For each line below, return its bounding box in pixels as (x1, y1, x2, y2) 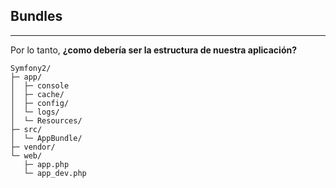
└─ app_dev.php (23, 168, 87, 178)
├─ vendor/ (10, 142, 56, 152)
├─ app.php (23, 159, 70, 169)
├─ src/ (10, 124, 43, 134)
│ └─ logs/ (10, 107, 60, 117)
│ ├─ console (10, 80, 70, 91)
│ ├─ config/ (10, 98, 70, 108)
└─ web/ (10, 150, 43, 161)
